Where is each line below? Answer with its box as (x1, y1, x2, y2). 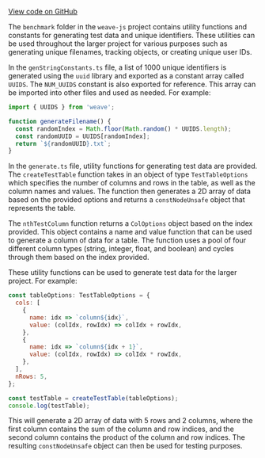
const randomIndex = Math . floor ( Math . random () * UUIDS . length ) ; (15, 124, 232, 133)
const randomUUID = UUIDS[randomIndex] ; (15, 132, 150, 140)
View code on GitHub (8, 7, 78, 16)
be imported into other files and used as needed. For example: (8, 88, 211, 97)
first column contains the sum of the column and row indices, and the (8, 424, 235, 434)
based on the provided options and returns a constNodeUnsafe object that (8, 195, 245, 204)
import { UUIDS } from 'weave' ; (8, 103, 115, 111)
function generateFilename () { (8, 117, 112, 125)
